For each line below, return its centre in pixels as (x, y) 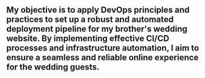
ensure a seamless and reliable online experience (102, 58)
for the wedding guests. (53, 67)
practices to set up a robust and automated (90, 20)
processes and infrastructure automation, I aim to (103, 48)
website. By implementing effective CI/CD (88, 39)
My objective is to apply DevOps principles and (98, 10)
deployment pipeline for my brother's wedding (97, 29)
